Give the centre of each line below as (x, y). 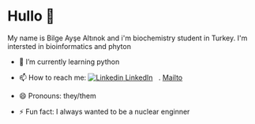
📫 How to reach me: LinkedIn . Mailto (101, 77)
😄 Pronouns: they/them (57, 96)
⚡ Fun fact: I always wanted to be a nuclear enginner (104, 111)
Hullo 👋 (31, 16)
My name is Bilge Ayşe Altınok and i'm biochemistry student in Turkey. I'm (127, 38)
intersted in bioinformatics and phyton (69, 46)
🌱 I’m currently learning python (69, 62)
